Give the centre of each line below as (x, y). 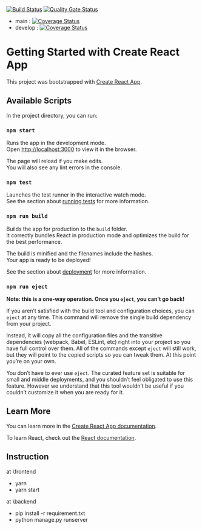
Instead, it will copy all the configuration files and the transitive (84, 335)
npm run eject (27, 286)
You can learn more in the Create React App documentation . (82, 426)
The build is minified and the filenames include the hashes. (80, 253)
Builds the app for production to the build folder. (67, 229)
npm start (21, 130)
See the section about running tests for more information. (78, 201)
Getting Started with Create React (93, 52)
